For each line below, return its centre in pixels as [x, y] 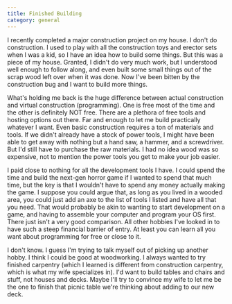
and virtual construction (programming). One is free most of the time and [111, 105]
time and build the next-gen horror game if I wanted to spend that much [110, 177]
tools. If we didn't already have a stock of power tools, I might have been [111, 134]
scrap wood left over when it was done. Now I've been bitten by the [104, 76]
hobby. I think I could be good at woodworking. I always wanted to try [107, 257]
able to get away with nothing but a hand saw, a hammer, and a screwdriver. [116, 142]
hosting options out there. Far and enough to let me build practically [104, 119]
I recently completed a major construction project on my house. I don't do [112, 40]
